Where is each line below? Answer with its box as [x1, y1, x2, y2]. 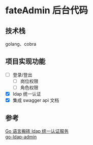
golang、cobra [5, 41, 37, 47]
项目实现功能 [5, 57, 46, 66]
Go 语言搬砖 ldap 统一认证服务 [5, 128, 69, 134]
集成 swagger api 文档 [12, 97, 59, 103]
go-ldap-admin [5, 133, 37, 140]
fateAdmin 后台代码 [5, 5, 88, 16]
